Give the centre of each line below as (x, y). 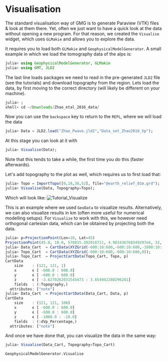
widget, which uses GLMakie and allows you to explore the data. (70, 39)
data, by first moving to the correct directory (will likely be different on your (82, 88)
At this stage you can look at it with (41, 140)
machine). (15, 93)
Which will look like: (25, 197)
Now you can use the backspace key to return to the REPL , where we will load (83, 116)
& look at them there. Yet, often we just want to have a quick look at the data (83, 28)
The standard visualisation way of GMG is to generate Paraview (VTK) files (82, 23)
